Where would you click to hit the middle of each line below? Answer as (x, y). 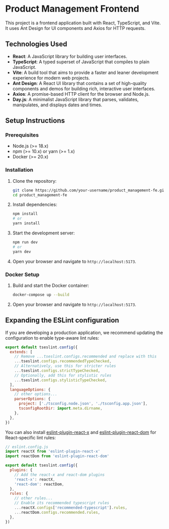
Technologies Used (36, 44)
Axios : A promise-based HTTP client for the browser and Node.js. (81, 94)
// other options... (36, 394)
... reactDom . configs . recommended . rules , (57, 512)
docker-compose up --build (41, 295)
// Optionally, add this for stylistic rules (63, 375)
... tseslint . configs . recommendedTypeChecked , (63, 361)
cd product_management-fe (40, 195)
